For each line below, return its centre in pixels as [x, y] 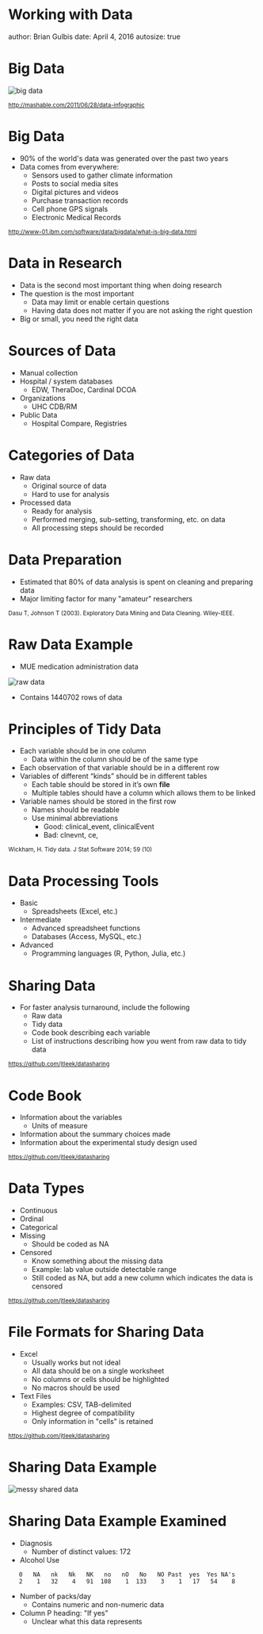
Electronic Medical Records [76, 217]
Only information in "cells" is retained [92, 1422]
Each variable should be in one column [83, 751]
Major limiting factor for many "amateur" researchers [106, 598]
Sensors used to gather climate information [102, 175]
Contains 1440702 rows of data [71, 697]
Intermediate [40, 920]
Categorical [38, 1227]
